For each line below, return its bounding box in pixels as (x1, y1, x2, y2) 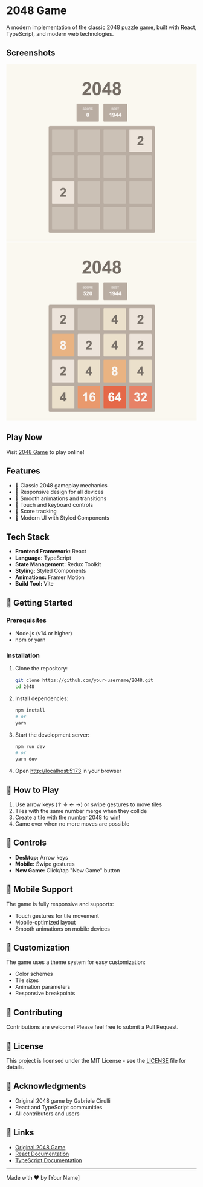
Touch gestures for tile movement (14, 912, 100, 919)
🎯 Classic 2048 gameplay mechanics (14, 482, 108, 489)
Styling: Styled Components (14, 567, 86, 575)
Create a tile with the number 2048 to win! (14, 814, 121, 821)
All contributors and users (14, 1110, 80, 1117)
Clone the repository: (14, 665, 68, 672)
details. (6, 1063, 25, 1071)
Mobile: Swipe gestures (14, 860, 75, 868)
